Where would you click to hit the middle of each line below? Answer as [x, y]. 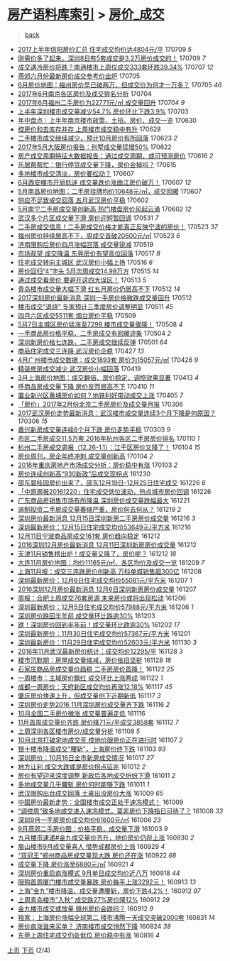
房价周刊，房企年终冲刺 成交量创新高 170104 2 [85, 456]
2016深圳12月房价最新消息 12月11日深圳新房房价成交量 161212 [107, 544]
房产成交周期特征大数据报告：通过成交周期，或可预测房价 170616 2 [115, 155]
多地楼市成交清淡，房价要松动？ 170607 [76, 173]
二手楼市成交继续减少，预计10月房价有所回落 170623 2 [97, 138]
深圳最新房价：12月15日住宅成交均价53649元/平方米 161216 [104, 527]
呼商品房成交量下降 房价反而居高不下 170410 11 [86, 386]
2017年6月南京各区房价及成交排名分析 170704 [84, 94]
